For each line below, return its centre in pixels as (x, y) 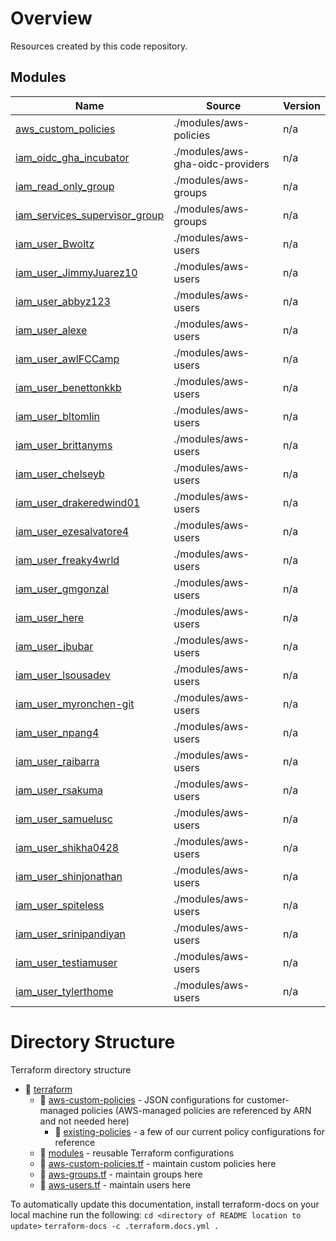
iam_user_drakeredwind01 (78, 502)
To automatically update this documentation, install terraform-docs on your (165, 1204)
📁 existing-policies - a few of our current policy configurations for (189, 1131)
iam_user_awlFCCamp (67, 359)
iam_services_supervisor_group (90, 215)
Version (301, 105)
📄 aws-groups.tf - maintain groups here (121, 1174)
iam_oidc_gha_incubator (72, 157)
